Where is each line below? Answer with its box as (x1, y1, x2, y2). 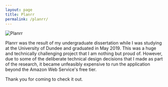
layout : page (5, 7, 33, 12)
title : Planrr (5, 12, 35, 17)
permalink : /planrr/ (5, 16, 49, 21)
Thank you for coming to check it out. (5, 76, 83, 82)
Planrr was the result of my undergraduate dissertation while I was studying (5, 40, 162, 46)
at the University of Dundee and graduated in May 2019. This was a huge (5, 45, 156, 51)
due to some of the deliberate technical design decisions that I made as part (5, 56, 163, 62)
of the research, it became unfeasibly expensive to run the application (5, 61, 150, 67)
